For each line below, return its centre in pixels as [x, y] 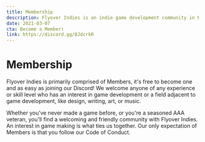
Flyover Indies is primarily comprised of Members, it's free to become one [99, 82]
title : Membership [30, 12]
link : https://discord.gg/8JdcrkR [50, 35]
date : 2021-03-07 [28, 23]
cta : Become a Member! [35, 29]
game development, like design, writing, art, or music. [74, 101]
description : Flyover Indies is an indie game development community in [101, 18]
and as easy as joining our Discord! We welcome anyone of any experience [101, 88]
